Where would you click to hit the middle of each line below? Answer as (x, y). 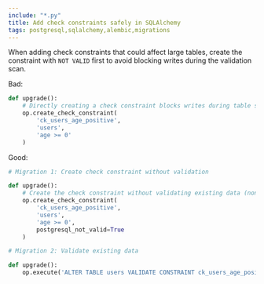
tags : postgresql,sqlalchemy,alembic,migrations (89, 30)
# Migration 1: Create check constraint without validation (109, 172)
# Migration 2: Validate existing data (73, 251)
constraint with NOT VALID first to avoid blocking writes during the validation (130, 60)
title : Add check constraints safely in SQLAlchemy (94, 23)
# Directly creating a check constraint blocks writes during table (137, 106)
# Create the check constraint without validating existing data (132, 193)
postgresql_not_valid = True (81, 229)
